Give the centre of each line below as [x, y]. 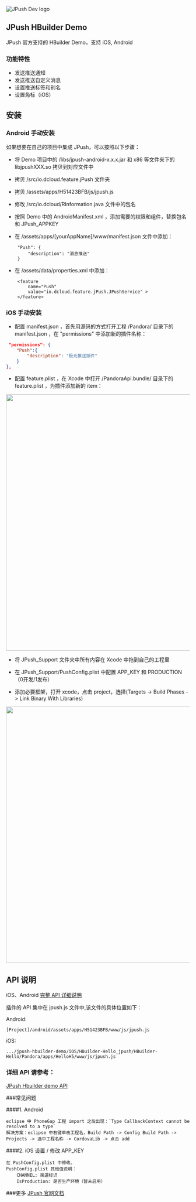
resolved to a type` [31, 1126]
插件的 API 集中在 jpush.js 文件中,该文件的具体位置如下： [74, 1008]
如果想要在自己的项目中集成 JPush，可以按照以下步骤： [73, 147]
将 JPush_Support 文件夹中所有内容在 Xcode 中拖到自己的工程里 [92, 660]
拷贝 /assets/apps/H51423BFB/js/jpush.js [64, 192]
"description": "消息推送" [59, 254]
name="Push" [42, 286]
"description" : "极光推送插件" [62, 356]
